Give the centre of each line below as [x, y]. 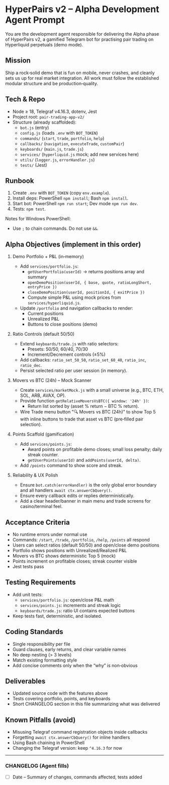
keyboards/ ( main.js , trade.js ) [52, 149]
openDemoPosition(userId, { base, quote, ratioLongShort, [90, 283]
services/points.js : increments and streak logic [70, 605]
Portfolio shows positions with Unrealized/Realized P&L [70, 550]
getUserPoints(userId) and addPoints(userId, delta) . [84, 460]
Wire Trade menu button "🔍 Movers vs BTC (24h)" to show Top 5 [88, 412]
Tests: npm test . [29, 209]
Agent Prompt [35, 20]
